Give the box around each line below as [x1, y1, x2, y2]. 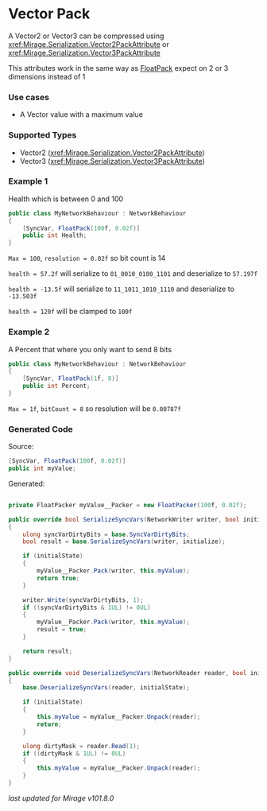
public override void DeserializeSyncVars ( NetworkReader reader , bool [8, 669, 247, 677]
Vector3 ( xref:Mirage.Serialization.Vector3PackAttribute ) [19, 156, 205, 165]
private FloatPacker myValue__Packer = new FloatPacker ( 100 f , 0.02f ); [8, 501, 247, 509]
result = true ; [37, 626, 87, 634]
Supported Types [8, 130, 77, 141]
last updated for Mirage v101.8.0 [8, 793, 114, 803]
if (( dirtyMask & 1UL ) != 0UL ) [22, 749, 126, 758]
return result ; [22, 647, 73, 655]
